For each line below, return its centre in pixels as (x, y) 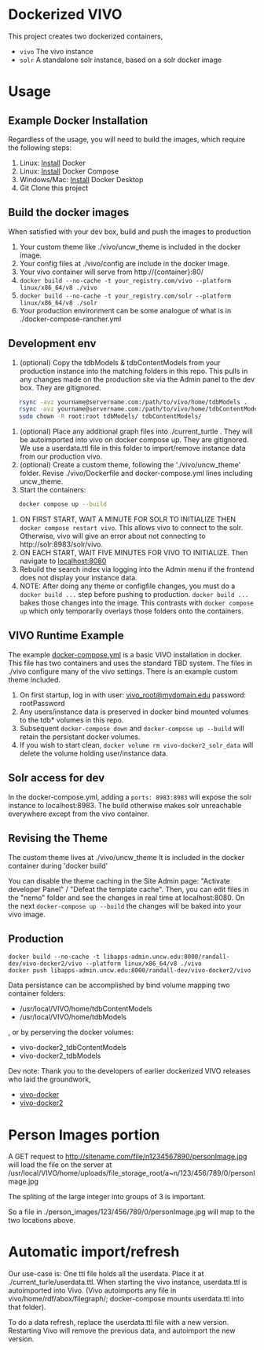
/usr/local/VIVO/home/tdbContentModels (86, 1009)
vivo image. (27, 914)
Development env (52, 344)
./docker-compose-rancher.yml (70, 319)
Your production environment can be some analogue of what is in (125, 310)
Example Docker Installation (78, 121)
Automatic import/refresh (94, 1252)
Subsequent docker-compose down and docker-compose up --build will (132, 728)
